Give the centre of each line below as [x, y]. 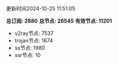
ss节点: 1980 [30, 48]
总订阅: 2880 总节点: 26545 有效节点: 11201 [59, 21]
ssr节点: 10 [27, 55]
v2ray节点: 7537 [34, 33]
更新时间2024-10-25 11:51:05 [41, 8]
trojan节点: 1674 [34, 40]
